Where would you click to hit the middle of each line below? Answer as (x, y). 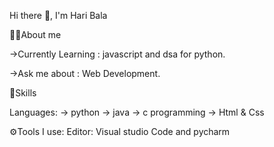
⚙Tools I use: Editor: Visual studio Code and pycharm (120, 131)
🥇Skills (23, 93)
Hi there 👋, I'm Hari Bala (58, 15)
